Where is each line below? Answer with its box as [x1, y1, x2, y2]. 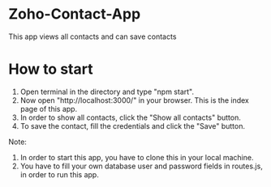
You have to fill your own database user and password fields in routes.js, [19, 161, 264, 171]
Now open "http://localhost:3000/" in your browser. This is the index [19, 95, 250, 105]
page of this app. [19, 104, 78, 113]
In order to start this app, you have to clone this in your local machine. [19, 152, 254, 162]
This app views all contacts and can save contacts [8, 32, 177, 41]
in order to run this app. [19, 169, 99, 179]
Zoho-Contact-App [8, 5, 141, 23]
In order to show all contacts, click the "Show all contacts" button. [19, 113, 241, 122]
